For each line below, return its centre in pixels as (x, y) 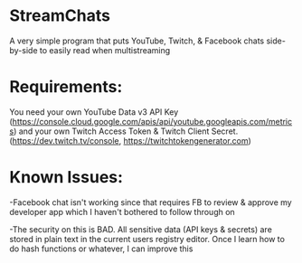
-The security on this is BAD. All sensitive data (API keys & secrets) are (141, 229)
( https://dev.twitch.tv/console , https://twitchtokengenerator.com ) (130, 140)
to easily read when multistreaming (105, 50)
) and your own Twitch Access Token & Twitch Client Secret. (126, 131)
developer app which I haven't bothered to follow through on (122, 211)
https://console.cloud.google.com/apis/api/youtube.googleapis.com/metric (152, 121)
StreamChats (60, 16)
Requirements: (66, 87)
